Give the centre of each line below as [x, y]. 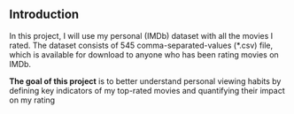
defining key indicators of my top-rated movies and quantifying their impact [147, 90]
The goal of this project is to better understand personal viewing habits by [145, 81]
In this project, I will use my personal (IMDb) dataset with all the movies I [141, 35]
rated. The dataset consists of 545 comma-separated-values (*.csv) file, [141, 45]
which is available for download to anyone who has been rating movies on [144, 54]
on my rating [32, 100]
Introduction [44, 15]
